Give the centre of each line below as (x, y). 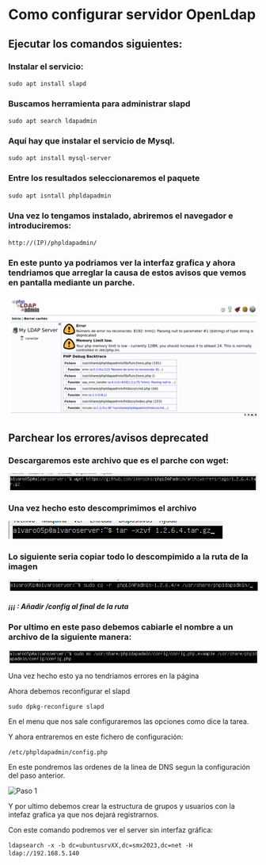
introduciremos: (40, 225)
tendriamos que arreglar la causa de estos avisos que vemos (127, 273)
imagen (23, 566)
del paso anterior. (37, 775)
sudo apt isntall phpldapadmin (60, 196)
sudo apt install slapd (47, 84)
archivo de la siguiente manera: (70, 637)
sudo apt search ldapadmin (53, 121)
